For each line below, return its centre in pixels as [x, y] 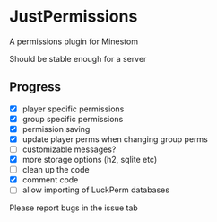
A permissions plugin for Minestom [74, 41]
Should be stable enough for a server [78, 58]
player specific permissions [73, 109]
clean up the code [56, 170]
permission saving [56, 129]
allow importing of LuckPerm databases [96, 190]
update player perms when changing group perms [115, 139]
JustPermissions [74, 17]
